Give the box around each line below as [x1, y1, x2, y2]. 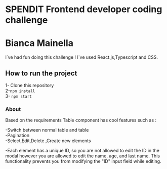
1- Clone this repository [5, 82, 54, 88]
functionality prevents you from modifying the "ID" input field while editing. [5, 158, 161, 164]
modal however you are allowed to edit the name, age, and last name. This [5, 153, 160, 159]
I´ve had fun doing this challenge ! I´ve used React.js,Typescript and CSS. [5, 54, 158, 60]
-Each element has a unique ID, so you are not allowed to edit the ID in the [5, 148, 159, 154]
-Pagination [5, 133, 29, 139]
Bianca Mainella [5, 37, 73, 49]
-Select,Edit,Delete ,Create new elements [5, 138, 91, 144]
